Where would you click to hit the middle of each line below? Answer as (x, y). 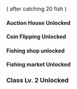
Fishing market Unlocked (38, 65)
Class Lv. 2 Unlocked (37, 80)
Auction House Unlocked (38, 23)
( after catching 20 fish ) (36, 9)
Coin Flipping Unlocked (36, 37)
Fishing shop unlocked (35, 51)
